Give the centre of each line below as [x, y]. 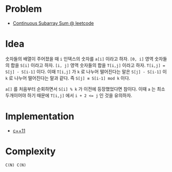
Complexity [31, 151]
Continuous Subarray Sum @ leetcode [53, 23]
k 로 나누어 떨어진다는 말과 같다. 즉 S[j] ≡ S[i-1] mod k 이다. [68, 78]
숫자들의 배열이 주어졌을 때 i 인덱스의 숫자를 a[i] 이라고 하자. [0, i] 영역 [80, 59]
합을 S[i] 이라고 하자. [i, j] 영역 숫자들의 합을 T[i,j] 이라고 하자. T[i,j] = [88, 65]
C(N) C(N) [16, 165]
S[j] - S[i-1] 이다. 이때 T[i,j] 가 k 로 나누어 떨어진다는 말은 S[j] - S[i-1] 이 [86, 71]
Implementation [40, 117]
